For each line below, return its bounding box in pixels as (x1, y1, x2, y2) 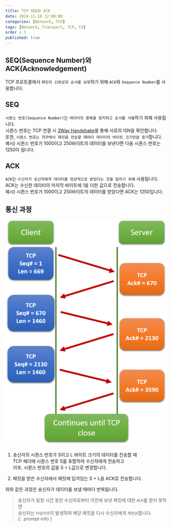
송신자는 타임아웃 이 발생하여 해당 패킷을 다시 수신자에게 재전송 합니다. (17, 510, 152, 516)
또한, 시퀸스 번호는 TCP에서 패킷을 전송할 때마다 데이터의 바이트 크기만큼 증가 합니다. (5, 134, 163, 140)
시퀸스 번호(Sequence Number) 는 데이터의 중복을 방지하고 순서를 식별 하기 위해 (5, 114, 153, 120)
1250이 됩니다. (5, 146, 35, 153)
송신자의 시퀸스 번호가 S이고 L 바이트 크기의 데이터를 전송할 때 (12, 452, 137, 458)
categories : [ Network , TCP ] (5, 19, 66, 24)
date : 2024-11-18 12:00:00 (5, 13, 63, 19)
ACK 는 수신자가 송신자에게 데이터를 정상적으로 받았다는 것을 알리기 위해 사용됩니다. (5, 176, 159, 182)
